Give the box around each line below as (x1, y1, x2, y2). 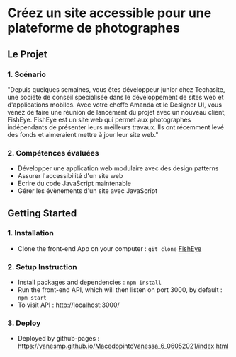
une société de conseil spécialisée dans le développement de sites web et (7, 93, 224, 101)
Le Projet (7, 48, 47, 60)
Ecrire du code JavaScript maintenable (17, 179, 131, 188)
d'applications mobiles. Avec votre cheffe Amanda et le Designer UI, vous (7, 100, 222, 109)
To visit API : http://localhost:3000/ (17, 300, 120, 309)
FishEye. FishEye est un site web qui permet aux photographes (7, 115, 191, 124)
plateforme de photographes (7, 20, 181, 36)
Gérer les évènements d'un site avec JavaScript (17, 187, 158, 195)
